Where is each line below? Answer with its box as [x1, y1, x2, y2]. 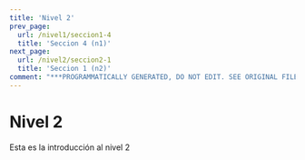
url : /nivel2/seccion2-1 [17, 55, 112, 65]
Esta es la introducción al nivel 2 [9, 142, 130, 153]
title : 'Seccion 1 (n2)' [17, 65, 112, 74]
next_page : [9, 47, 51, 56]
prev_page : [9, 22, 51, 31]
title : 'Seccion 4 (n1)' [17, 38, 112, 48]
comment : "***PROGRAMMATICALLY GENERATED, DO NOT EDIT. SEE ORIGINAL [9, 73, 279, 82]
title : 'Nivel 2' [9, 13, 75, 23]
